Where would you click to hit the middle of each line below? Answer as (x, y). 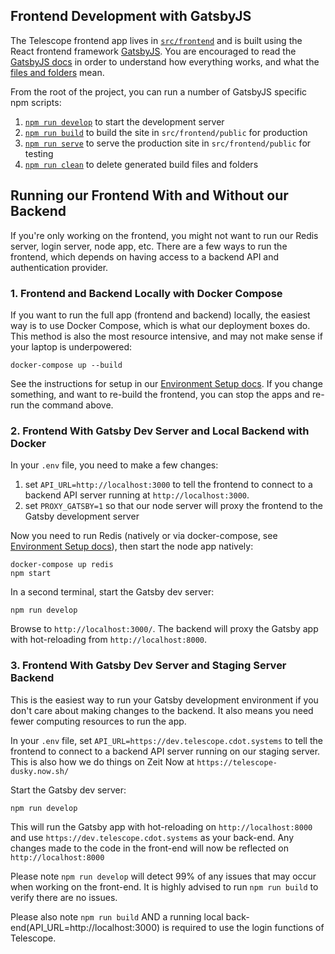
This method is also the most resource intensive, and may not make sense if (166, 336)
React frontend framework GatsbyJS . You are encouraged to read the (153, 51)
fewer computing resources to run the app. (98, 721)
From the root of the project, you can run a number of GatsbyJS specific (159, 91)
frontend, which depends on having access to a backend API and (145, 256)
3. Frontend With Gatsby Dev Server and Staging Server (148, 666)
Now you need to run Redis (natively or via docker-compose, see (144, 536)
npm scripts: (36, 102)
